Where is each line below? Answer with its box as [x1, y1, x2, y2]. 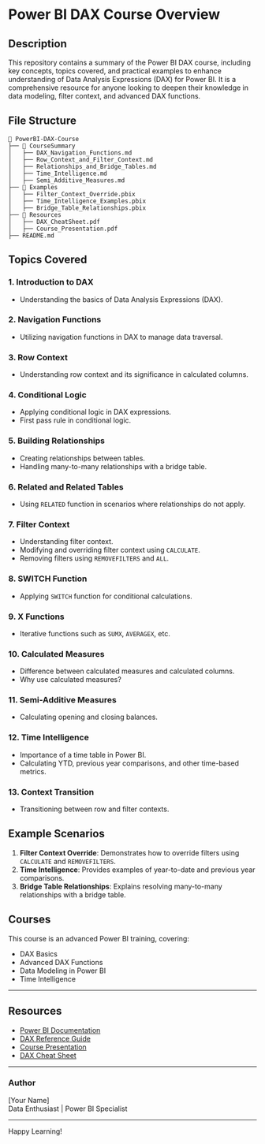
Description [8, 37, 67, 50]
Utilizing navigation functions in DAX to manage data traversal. [19, 332, 223, 341]
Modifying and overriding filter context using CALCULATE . [19, 546, 201, 555]
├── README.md [8, 231, 55, 240]
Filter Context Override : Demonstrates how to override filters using [19, 848, 240, 857]
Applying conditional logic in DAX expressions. [19, 408, 172, 417]
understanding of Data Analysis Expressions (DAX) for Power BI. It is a [8, 75, 237, 84]
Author [8, 1078, 36, 1089]
